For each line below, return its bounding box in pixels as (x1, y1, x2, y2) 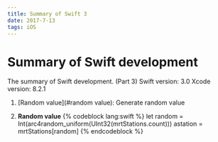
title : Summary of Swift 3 (7, 10, 87, 18)
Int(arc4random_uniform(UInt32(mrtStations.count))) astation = (17, 119, 204, 128)
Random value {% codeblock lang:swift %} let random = (17, 112, 184, 121)
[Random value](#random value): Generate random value (17, 98, 185, 107)
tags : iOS (7, 23, 37, 30)
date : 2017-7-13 (7, 17, 55, 24)
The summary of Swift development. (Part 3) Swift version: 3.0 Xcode (7, 77, 211, 85)
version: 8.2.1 (7, 85, 46, 93)
